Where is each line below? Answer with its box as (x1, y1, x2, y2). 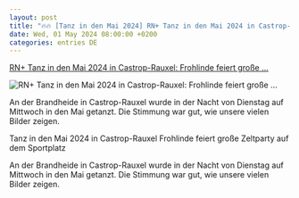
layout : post (9, 12, 58, 22)
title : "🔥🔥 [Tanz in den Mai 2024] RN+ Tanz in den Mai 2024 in (9, 21, 255, 30)
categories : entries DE (9, 37, 98, 47)
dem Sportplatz (9, 143, 67, 153)
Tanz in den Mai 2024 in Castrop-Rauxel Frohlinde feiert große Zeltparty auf (9, 133, 289, 144)
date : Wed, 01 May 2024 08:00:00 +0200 (9, 29, 158, 38)
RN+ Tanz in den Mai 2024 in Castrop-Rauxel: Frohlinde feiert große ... (9, 62, 270, 73)
